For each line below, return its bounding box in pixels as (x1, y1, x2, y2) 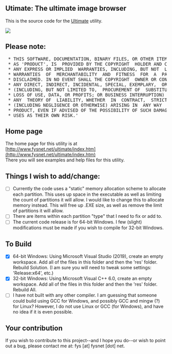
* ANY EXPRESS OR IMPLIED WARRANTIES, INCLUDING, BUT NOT (8, 66, 160, 72)
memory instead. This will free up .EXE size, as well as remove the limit (12, 202, 162, 209)
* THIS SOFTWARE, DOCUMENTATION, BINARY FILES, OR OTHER (8, 56, 154, 62)
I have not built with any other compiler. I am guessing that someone (12, 292, 157, 299)
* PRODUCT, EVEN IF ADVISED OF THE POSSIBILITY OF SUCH (8, 107, 152, 113)
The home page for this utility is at (5, 141, 78, 147)
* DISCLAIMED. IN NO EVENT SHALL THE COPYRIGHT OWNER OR (8, 77, 157, 82)
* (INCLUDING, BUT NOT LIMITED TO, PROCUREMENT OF (8, 87, 141, 92)
